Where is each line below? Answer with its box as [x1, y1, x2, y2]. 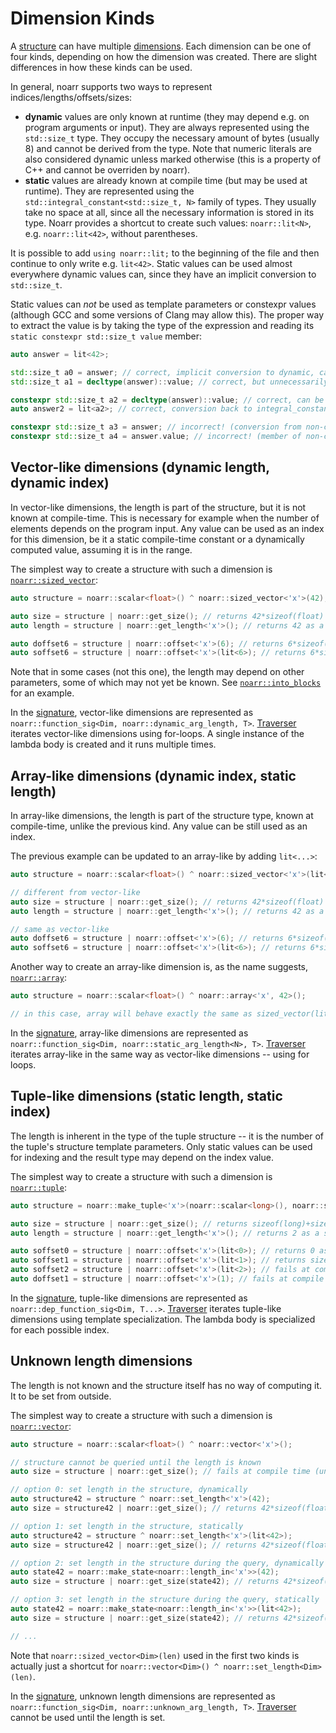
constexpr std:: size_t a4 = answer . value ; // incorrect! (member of [10, 432, 302, 442]
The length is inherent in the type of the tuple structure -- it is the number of [10, 1130, 325, 1142]
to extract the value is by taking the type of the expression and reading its [10, 319, 315, 331]
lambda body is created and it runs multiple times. [10, 738, 217, 751]
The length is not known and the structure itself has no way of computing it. [10, 1379, 323, 1391]
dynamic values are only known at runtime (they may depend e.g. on [24, 110, 310, 122]
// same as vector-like [10, 924, 110, 934]
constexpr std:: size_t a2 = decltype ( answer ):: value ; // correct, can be [10, 395, 325, 405]
